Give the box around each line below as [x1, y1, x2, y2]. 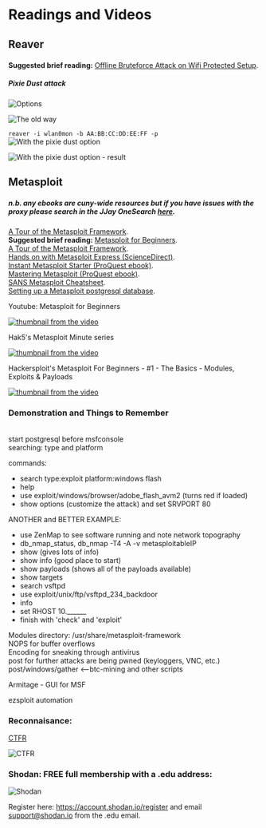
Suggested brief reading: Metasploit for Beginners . [8, 236, 178, 245]
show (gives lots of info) [19, 547, 100, 557]
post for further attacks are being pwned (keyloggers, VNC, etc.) [8, 656, 221, 665]
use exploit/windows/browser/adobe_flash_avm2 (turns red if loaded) [19, 490, 248, 500]
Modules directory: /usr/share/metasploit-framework [8, 630, 182, 640]
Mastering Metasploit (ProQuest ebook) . [8, 269, 140, 279]
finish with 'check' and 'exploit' [19, 615, 123, 624]
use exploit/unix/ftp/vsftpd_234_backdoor [19, 589, 158, 599]
